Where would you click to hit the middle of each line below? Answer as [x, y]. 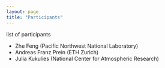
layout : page [22, 12]
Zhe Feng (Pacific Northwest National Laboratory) [76, 46]
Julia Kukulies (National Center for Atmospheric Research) [87, 58]
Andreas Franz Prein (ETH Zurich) [57, 52]
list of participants [28, 34]
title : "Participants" [34, 17]
